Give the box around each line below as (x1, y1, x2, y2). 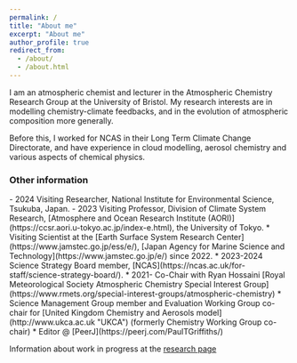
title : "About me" (9, 21, 77, 30)
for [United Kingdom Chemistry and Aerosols (29, 308, 195, 319)
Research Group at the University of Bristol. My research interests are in (9, 96, 273, 107)
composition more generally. (9, 115, 114, 125)
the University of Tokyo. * (176, 222, 270, 233)
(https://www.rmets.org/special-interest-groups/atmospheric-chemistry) (9, 288, 276, 299)
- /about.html (17, 63, 69, 72)
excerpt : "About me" (9, 29, 86, 38)
